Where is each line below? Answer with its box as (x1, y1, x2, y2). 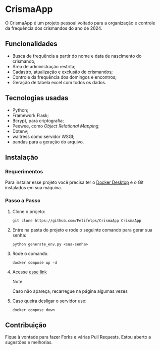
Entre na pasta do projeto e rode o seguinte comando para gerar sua (12, 227, 153, 233)
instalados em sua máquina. (5, 185, 62, 191)
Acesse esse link (12, 269, 47, 275)
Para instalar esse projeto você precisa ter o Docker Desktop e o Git (5, 179, 144, 185)
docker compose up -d (12, 260, 57, 265)
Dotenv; (12, 128, 29, 134)
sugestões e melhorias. (5, 340, 53, 346)
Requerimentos (5, 168, 43, 175)
